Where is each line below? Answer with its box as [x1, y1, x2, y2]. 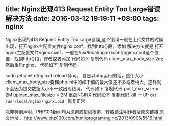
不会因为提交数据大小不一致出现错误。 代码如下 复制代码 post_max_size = [5, 85, 159, 91]
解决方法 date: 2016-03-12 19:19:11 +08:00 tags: [5, 14, 159, 23]
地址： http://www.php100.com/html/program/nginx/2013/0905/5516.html [9, 115, 163, 121]
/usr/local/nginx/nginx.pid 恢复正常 [5, 98, 86, 104]
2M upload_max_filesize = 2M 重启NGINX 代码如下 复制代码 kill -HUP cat [5, 92, 157, 98]
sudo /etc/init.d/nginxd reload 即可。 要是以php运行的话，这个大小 [5, 72, 144, 78]
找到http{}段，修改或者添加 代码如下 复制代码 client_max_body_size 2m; [14, 55, 164, 62]
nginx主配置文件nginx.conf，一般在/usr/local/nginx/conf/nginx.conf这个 [5, 49, 155, 55]
